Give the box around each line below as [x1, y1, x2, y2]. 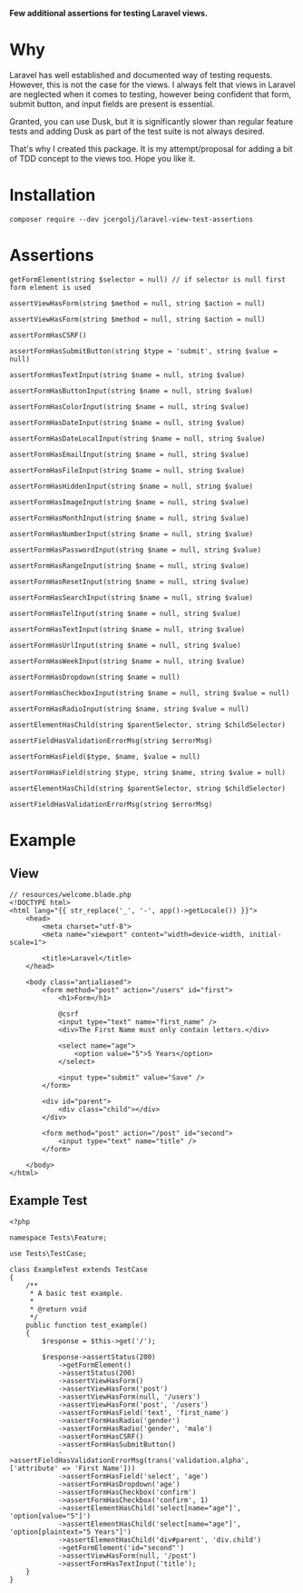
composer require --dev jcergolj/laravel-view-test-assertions [9, 214, 254, 224]
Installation [9, 185, 96, 205]
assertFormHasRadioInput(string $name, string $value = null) [9, 704, 249, 713]
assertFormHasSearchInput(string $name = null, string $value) [9, 592, 254, 602]
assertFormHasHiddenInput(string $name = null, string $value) [9, 482, 254, 491]
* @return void [29, 1304, 88, 1314]
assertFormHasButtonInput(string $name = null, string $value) [9, 386, 254, 395]
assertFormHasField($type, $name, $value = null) [9, 752, 201, 762]
